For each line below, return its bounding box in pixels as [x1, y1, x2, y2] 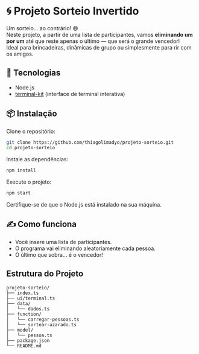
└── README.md [6, 343, 42, 349]
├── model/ [6, 327, 34, 333]
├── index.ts [6, 290, 39, 296]
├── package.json [6, 337, 50, 344]
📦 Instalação [6, 109, 57, 119]
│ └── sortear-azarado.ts [6, 321, 77, 327]
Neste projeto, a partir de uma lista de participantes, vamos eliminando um [6, 31, 193, 38]
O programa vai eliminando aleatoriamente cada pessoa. [14, 245, 156, 252]
